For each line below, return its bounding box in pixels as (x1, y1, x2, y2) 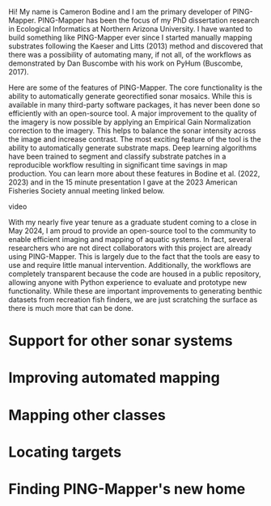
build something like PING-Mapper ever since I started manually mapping (8, 32, 252, 42)
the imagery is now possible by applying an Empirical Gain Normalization (8, 117, 252, 126)
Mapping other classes (8, 406, 166, 424)
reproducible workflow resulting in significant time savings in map (8, 160, 228, 169)
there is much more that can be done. (8, 304, 133, 313)
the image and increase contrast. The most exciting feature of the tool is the (8, 134, 261, 144)
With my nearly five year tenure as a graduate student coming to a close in (8, 218, 257, 227)
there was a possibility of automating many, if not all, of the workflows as (8, 50, 252, 59)
